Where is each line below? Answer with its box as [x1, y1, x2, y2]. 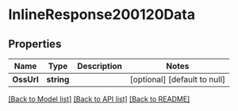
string [46, 74, 70, 85]
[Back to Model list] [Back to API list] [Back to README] [8, 94, 190, 104]
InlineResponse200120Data [8, 6, 196, 24]
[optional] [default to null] [129, 74, 226, 85]
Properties [8, 37, 62, 51]
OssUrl [12, 74, 40, 85]
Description [76, 61, 123, 71]
